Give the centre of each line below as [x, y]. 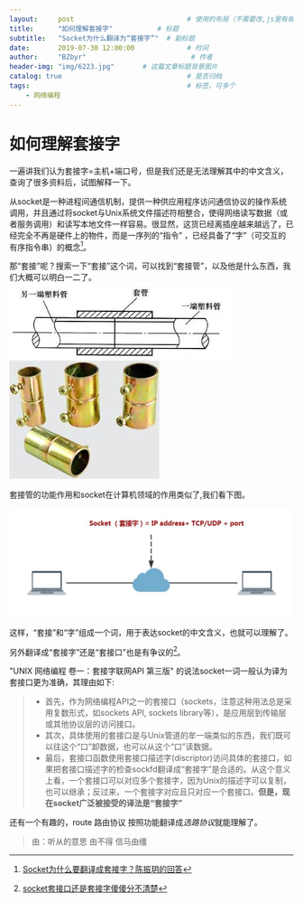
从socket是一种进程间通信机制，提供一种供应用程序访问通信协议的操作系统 [148, 201]
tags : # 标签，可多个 [123, 86]
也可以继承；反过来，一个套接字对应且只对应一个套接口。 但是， [163, 792]
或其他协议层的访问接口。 [92, 724]
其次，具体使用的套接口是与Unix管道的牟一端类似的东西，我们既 [164, 736]
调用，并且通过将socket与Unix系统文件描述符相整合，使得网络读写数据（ [145, 212]
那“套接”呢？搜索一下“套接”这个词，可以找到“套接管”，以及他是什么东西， [146, 266]
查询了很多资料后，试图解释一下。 [73, 182]
